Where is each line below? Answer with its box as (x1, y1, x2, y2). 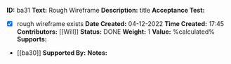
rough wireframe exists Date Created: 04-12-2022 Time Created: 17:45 (16, 20, 225, 27)
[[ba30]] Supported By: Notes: (16, 49, 108, 57)
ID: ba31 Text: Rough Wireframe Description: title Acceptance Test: (6, 6, 205, 14)
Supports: (16, 35, 47, 44)
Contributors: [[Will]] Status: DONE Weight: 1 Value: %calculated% (16, 27, 215, 36)
